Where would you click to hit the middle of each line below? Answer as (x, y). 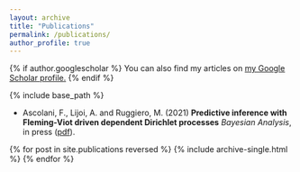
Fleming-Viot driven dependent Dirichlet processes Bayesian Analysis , (157, 122)
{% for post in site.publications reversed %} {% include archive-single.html (149, 149)
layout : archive (40, 18)
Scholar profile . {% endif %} (62, 78)
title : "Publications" (52, 26)
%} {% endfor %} (42, 159)
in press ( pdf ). (49, 132)
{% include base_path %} (57, 95)
